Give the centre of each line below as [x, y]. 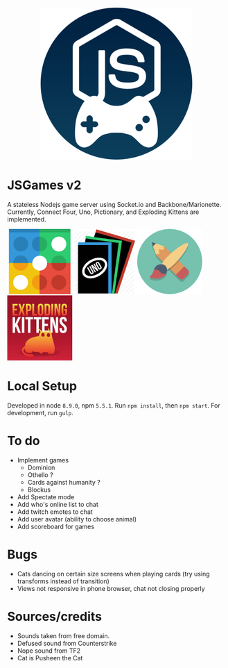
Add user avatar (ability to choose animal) [77, 519]
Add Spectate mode [46, 496]
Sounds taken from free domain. [63, 635]
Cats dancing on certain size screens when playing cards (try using [113, 574]
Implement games [43, 460]
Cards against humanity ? [64, 482]
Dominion [41, 467]
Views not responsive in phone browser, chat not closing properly [111, 588]
